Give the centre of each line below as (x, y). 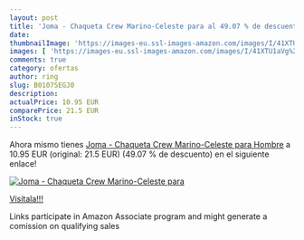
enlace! (23, 164)
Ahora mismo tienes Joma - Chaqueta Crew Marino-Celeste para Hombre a (150, 145)
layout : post (34, 18)
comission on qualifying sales (65, 226)
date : (19, 34)
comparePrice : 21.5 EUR (54, 110)
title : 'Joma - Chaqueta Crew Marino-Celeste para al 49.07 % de (135, 26)
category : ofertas (44, 69)
